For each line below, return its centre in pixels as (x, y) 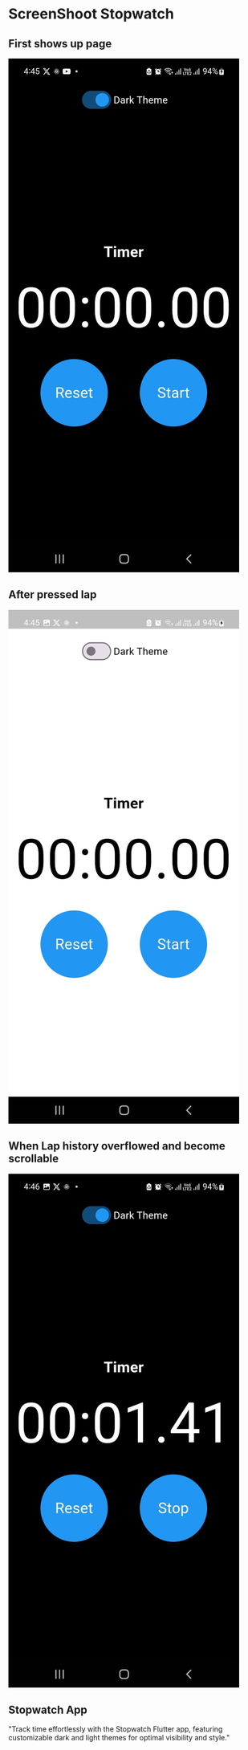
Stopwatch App (48, 1710)
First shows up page (60, 44)
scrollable (34, 1159)
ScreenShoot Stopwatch (91, 14)
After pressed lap (53, 595)
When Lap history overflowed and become (117, 1146)
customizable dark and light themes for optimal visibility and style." (119, 1738)
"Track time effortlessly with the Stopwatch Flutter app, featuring (116, 1729)
